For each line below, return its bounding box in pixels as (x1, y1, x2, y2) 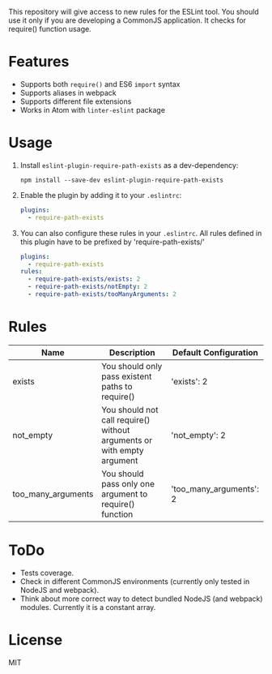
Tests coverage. (19, 568, 74, 577)
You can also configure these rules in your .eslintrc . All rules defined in (19, 228, 262, 238)
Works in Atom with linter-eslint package (19, 105, 166, 114)
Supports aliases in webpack (19, 88, 117, 97)
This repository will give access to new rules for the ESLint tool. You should (8, 7, 259, 16)
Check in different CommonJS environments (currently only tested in (19, 576, 250, 586)
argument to (100, 488, 148, 500)
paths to (100, 380, 133, 392)
